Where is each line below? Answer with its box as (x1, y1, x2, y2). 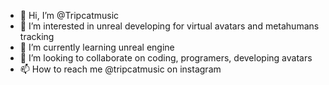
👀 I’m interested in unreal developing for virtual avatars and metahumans (19, 20, 320, 32)
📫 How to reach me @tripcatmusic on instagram (19, 63, 222, 75)
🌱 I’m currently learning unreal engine (19, 41, 175, 53)
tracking (19, 31, 55, 42)
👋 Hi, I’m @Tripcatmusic (19, 10, 120, 21)
